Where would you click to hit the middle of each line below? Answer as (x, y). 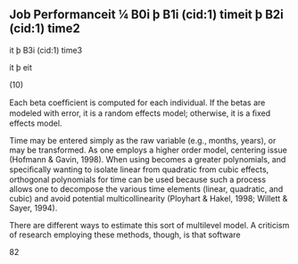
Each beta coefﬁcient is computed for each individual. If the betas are (137, 103)
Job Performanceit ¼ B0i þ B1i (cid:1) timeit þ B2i (146, 15)
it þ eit (21, 67)
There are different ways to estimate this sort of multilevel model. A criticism (149, 225)
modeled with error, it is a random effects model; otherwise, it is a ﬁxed (140, 113)
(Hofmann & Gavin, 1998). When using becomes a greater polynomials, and (148, 159)
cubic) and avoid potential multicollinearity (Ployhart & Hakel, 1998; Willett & (149, 198)
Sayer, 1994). (33, 208)
